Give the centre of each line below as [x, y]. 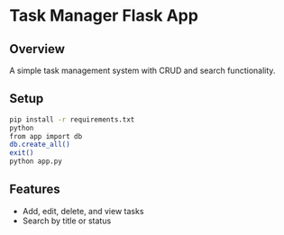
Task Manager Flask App [104, 16]
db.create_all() [40, 145]
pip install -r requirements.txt [72, 119]
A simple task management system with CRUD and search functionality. [142, 70]
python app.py [36, 162]
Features [35, 190]
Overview [37, 49]
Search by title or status [67, 221]
